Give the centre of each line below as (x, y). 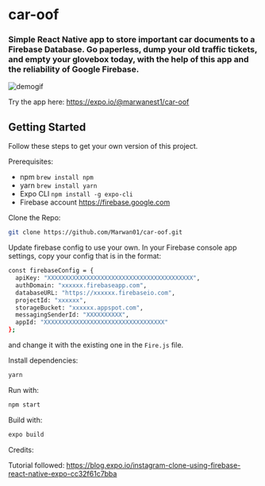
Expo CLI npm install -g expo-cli (76, 194)
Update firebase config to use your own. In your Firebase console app (123, 247)
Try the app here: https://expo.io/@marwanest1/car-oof (99, 102)
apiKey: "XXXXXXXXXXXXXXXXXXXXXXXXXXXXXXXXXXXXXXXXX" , (108, 278)
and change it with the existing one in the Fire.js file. (96, 345)
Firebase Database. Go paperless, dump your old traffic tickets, (133, 49)
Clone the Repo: (35, 218)
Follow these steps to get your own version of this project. (103, 146)
